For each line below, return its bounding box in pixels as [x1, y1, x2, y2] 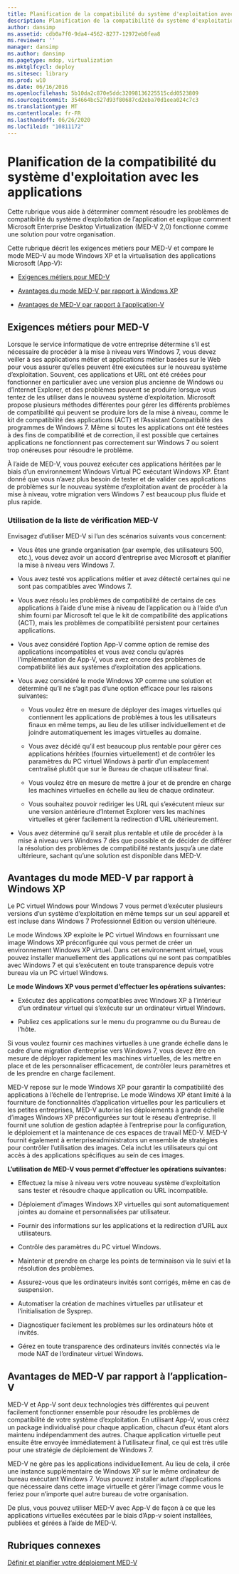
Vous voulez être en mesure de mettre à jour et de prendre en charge [28, 778, 232, 787]
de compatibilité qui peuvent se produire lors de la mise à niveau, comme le [7, 408, 229, 417]
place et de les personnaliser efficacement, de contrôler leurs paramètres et [7, 1062, 231, 1070]
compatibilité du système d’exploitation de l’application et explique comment [7, 215, 231, 224]
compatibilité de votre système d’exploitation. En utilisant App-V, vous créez [7, 1415, 230, 1424]
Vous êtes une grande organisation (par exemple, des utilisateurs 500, [17, 546, 224, 554]
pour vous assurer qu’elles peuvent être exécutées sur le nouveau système [7, 363, 228, 371]
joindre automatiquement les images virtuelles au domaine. [28, 728, 201, 736]
